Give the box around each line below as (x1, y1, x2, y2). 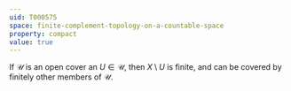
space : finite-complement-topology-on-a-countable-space (9, 21, 224, 30)
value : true (9, 37, 53, 47)
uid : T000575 (9, 12, 58, 22)
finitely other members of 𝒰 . (9, 72, 114, 82)
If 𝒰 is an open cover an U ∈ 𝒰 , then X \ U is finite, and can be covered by (9, 62, 282, 72)
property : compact (9, 29, 77, 38)
